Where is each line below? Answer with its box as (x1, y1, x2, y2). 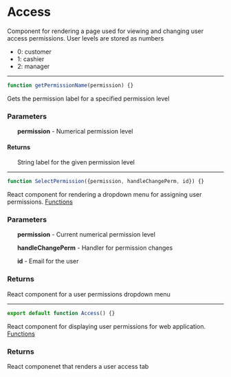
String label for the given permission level (16, 158, 135, 166)
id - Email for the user (16, 257, 79, 266)
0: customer (16, 47, 52, 56)
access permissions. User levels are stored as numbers (7, 34, 164, 42)
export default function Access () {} (7, 310, 115, 316)
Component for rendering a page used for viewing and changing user (7, 27, 204, 35)
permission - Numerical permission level (16, 127, 133, 136)
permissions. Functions (7, 197, 74, 206)
